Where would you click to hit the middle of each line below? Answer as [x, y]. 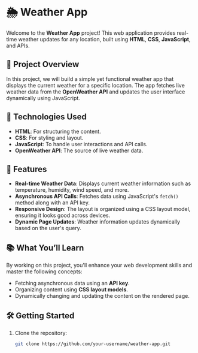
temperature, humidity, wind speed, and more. [72, 190]
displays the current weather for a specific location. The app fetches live [96, 85]
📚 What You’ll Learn [45, 248]
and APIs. [18, 46]
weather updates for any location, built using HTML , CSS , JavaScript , [104, 39]
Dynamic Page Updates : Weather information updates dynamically [98, 222]
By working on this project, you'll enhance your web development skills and [99, 265]
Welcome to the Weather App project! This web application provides [91, 33]
